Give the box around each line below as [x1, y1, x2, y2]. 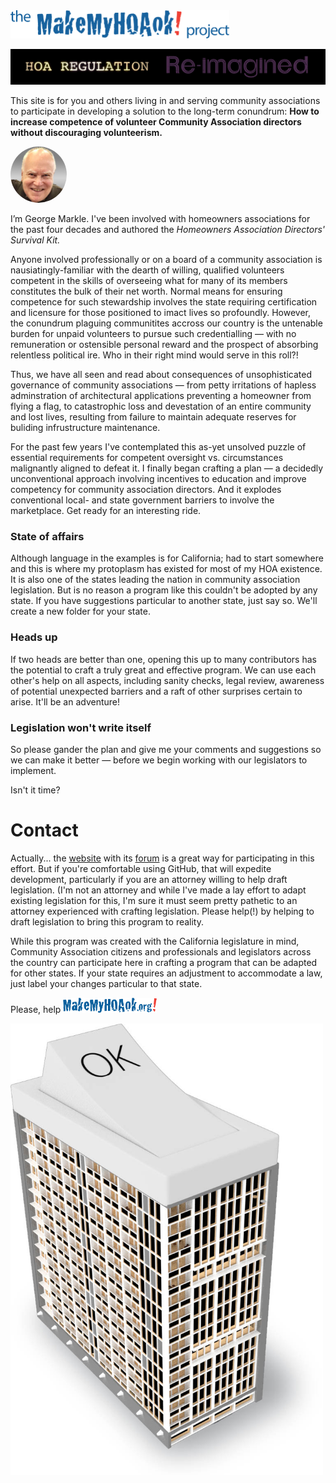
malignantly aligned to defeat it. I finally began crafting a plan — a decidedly [10, 462, 324, 474]
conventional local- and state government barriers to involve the [10, 494, 275, 506]
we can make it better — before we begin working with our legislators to [10, 754, 308, 766]
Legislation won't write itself [10, 720, 152, 734]
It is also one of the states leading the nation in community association [10, 574, 301, 586]
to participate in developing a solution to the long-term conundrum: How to [10, 105, 320, 118]
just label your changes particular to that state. [10, 977, 203, 989]
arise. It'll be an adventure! [10, 695, 120, 708]
